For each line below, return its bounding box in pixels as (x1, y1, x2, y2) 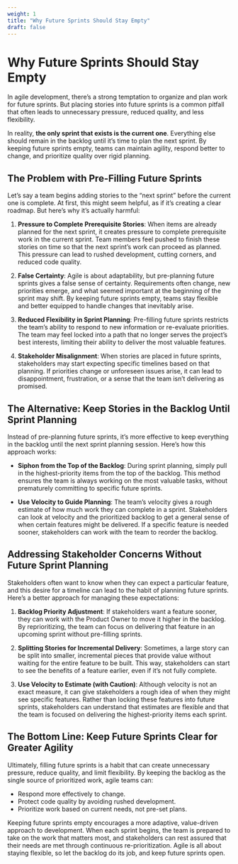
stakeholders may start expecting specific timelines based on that (17, 359, 210, 368)
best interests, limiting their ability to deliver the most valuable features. (17, 338, 227, 346)
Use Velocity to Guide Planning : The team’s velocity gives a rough (17, 498, 212, 506)
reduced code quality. (17, 258, 82, 266)
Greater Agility (7, 742, 74, 754)
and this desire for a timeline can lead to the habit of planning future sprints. (7, 586, 229, 594)
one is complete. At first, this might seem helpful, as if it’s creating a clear (7, 199, 222, 207)
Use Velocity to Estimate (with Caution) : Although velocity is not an (17, 679, 217, 689)
